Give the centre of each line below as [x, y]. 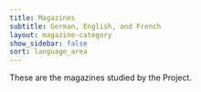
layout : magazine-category [61, 35]
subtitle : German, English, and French [85, 26]
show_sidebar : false [49, 43]
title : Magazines [42, 18]
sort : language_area [49, 52]
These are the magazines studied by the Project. [100, 77]
